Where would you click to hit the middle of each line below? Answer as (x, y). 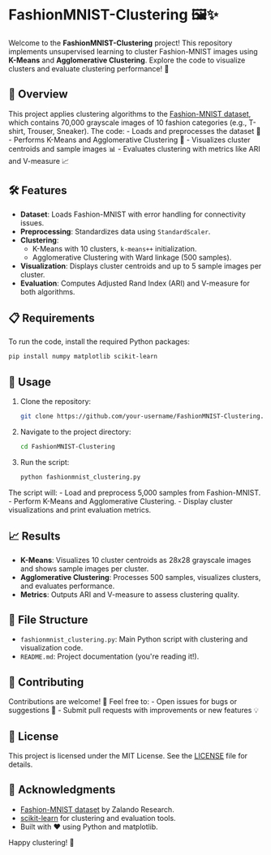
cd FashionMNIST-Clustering (67, 446)
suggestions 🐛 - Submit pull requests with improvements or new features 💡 (134, 711)
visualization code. (52, 648)
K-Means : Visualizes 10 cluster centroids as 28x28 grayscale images (135, 560)
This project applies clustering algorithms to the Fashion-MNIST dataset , (130, 114)
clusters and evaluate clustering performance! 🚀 (89, 68)
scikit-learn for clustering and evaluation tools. (98, 818)
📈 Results (34, 537)
